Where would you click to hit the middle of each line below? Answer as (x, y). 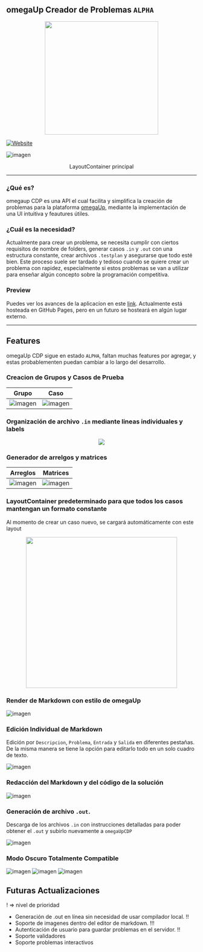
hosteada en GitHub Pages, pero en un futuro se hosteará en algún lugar (97, 310)
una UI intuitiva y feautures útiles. (48, 214)
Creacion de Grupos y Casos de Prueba (65, 378)
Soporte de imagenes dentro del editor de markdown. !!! (85, 923)
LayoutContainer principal (101, 166)
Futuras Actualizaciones (53, 890)
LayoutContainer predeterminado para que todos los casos (95, 501)
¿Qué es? (20, 188)
